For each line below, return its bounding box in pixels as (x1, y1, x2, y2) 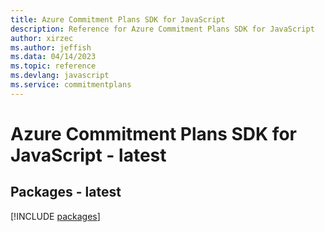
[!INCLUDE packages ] (10, 210, 101, 222)
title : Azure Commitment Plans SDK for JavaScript (10, 14, 226, 25)
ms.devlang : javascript (10, 71, 110, 81)
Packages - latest (10, 184, 122, 201)
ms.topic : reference (10, 61, 97, 71)
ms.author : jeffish (10, 42, 92, 53)
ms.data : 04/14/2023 (10, 52, 97, 62)
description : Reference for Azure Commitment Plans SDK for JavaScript (10, 24, 315, 34)
